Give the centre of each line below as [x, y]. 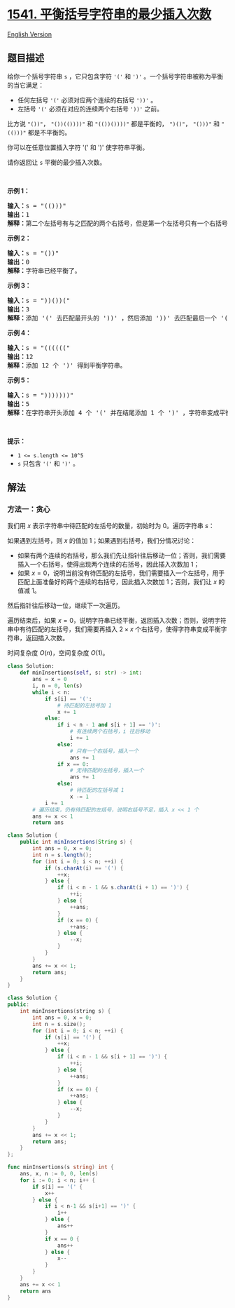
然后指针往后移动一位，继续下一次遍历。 [65, 606]
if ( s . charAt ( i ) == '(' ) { [84, 868]
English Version [30, 34]
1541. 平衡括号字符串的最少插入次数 [109, 14]
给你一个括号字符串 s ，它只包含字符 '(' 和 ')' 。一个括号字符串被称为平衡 [115, 76]
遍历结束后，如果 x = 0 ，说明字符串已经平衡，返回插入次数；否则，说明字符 [117, 621]
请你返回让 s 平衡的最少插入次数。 [57, 162]
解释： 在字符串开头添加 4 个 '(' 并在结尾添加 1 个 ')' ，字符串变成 [113, 412]
